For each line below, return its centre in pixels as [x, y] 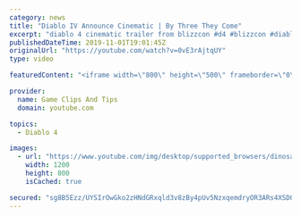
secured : [26, 197]
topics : [24, 124]
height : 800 [47, 173]
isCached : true [54, 181]
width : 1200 [47, 165]
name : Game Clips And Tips [68, 99]
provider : [28, 91]
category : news [38, 17]
